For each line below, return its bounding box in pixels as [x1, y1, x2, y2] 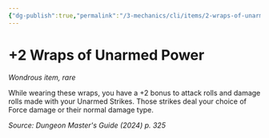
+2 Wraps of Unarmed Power [8, 45, 205, 64]
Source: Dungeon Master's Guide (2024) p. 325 [8, 120, 167, 130]
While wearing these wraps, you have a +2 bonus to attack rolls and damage [8, 88, 261, 97]
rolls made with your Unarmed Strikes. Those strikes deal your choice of [8, 97, 247, 106]
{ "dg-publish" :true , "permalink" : [8, 11, 120, 20]
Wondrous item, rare [8, 73, 76, 82]
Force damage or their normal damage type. [8, 104, 155, 114]
